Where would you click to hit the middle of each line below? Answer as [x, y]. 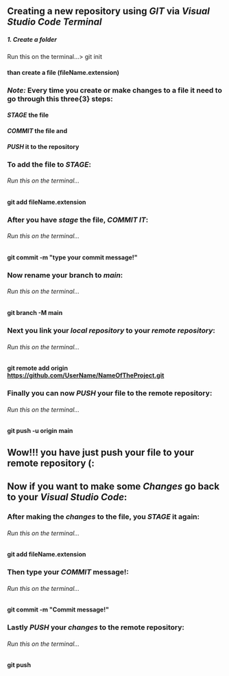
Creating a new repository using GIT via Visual [109, 11]
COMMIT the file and [37, 131]
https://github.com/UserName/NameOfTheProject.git [86, 375]
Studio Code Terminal [55, 22]
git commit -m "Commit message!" [58, 609]
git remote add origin [38, 368]
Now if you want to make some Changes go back [113, 487]
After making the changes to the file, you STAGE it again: [104, 516]
